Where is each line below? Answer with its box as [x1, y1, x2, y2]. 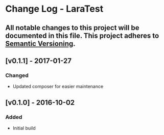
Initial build [12, 125, 36, 131]
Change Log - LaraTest [5, 3, 104, 15]
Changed [5, 72, 29, 79]
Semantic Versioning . [5, 39, 76, 48]
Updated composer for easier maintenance [12, 84, 104, 90]
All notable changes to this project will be [5, 23, 139, 32]
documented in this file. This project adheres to [5, 31, 159, 40]
